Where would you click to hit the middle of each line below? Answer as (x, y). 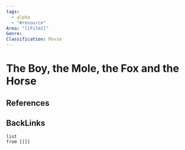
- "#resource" (29, 23)
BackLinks (26, 123)
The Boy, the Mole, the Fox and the (92, 68)
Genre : (14, 34)
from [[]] (18, 142)
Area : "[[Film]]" (27, 28)
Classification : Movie (34, 39)
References (28, 103)
